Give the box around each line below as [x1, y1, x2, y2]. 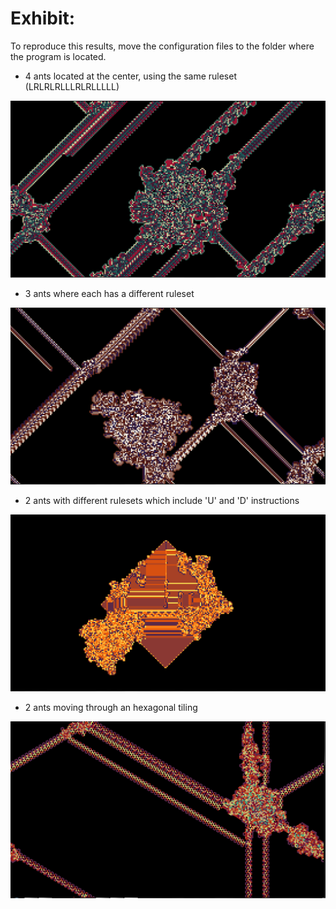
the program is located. [10, 50, 107, 62]
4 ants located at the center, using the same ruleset [24, 70, 237, 82]
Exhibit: [10, 7, 76, 30]
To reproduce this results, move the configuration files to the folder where [10, 40, 315, 52]
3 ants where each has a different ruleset [24, 287, 195, 299]
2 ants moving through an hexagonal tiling [24, 701, 198, 713]
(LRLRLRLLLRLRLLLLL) [24, 80, 120, 92]
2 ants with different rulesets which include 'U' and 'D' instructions [24, 494, 300, 506]
